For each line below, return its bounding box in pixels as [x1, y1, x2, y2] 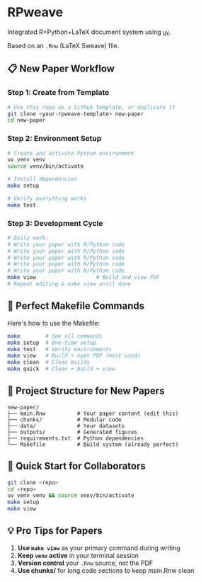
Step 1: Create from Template [7, 88, 110, 98]
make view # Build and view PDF [7, 274, 160, 281]
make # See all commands [7, 332, 103, 340]
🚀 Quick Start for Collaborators [7, 460, 147, 472]
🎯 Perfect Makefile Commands [7, 300, 145, 312]
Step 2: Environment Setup [7, 134, 102, 144]
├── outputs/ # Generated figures [7, 428, 138, 435]
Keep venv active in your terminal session [17, 551, 139, 559]
